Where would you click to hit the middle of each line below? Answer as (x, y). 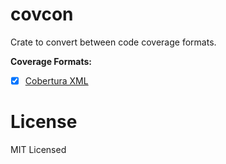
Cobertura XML (56, 80)
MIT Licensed (38, 149)
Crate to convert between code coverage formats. (113, 42)
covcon (42, 14)
